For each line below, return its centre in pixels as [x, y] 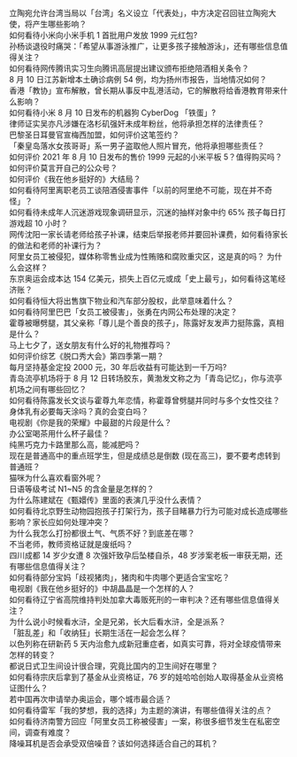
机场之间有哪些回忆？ [48, 389]
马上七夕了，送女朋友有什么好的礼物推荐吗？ [91, 345]
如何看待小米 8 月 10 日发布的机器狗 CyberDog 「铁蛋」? [113, 112]
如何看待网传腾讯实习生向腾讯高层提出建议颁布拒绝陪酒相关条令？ [129, 68]
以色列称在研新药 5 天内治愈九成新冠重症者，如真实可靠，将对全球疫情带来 [145, 644]
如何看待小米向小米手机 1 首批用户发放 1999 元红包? [103, 35]
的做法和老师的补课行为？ [56, 245]
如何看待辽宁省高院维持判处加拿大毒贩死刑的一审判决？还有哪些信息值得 [141, 599]
